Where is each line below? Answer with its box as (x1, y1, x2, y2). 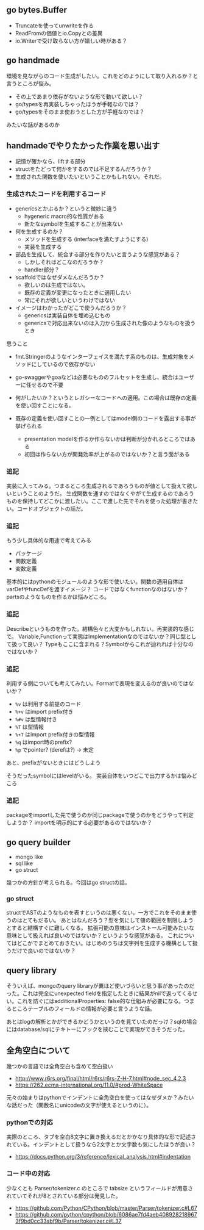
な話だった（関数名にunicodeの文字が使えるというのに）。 (6, 1101, 152, 1109)
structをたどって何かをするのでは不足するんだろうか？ (15, 165, 152, 173)
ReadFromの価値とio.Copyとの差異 (15, 29, 103, 37)
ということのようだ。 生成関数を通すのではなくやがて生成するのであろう (11, 490, 195, 497)
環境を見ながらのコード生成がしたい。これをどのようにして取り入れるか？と (6, 72, 199, 79)
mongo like (15, 854, 43, 861)
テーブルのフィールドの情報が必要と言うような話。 (27, 1005, 155, 1012)
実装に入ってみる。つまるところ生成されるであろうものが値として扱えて (6, 482, 188, 490)
